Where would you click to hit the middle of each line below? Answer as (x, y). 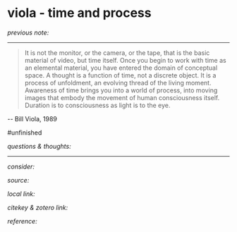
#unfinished (25, 133)
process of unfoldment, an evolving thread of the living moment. (118, 83)
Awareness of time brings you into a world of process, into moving (121, 90)
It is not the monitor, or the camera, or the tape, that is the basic (117, 53)
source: (18, 180)
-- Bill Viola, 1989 (32, 118)
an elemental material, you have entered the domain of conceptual (121, 68)
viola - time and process (79, 13)
